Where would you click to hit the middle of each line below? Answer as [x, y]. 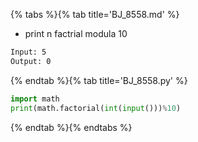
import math [35, 99]
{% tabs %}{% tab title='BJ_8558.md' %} [95, 14]
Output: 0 [31, 61]
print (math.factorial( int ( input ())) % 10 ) [96, 108]
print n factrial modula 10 [76, 33]
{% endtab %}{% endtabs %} [71, 127]
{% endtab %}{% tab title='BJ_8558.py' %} [99, 80]
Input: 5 [28, 52]
